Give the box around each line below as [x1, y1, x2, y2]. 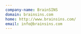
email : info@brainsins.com [5, 21, 63, 26]
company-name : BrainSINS [5, 7, 58, 12]
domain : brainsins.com [5, 12, 53, 17]
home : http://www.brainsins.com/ [5, 16, 76, 21]
